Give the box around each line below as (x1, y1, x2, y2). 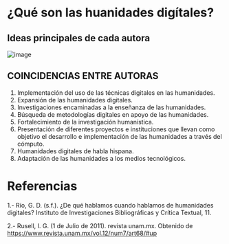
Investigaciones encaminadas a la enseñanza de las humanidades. (17, 103, 206, 111)
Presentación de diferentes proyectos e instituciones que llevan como (17, 125, 215, 133)
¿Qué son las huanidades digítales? (7, 5, 215, 21)
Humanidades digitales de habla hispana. (17, 146, 134, 155)
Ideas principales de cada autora (7, 32, 151, 44)
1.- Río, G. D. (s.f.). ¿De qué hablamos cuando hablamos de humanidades (7, 201, 214, 209)
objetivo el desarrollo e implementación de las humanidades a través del (17, 132, 222, 140)
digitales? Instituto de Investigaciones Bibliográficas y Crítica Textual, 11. (7, 208, 212, 217)
